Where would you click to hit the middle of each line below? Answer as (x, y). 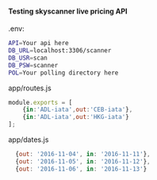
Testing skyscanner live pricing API (68, 11)
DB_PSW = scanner (33, 65)
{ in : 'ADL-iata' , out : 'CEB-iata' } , (78, 110)
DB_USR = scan (28, 58)
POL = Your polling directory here (63, 73)
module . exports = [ (40, 102)
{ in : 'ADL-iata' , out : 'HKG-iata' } (76, 117)
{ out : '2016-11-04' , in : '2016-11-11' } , (83, 155)
